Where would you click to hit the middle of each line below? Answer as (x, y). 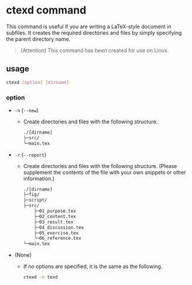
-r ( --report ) (30, 155)
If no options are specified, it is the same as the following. (93, 266)
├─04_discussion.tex (59, 227)
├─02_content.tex (55, 216)
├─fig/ (31, 195)
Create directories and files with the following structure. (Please (100, 166)
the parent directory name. (38, 39)
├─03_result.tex (54, 222)
